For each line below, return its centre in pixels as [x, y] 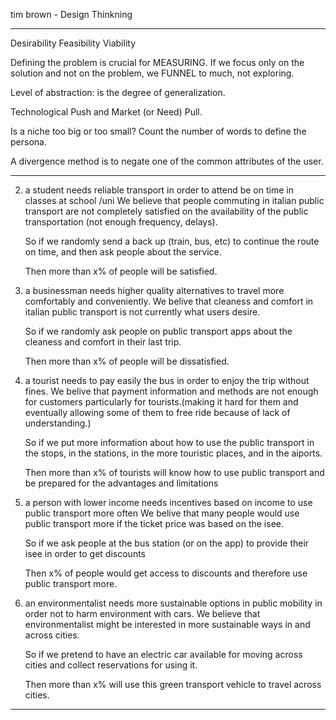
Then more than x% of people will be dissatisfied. [127, 361]
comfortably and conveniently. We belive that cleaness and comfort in [169, 301]
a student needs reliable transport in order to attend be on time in [159, 190]
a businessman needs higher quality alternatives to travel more [154, 290]
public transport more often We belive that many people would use [162, 513]
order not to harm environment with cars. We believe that [142, 613]
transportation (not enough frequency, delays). [121, 222]
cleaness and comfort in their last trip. [103, 342]
